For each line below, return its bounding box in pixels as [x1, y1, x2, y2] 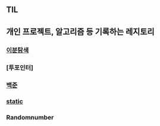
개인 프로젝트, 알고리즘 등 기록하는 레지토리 [6, 26, 155, 36]
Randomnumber [6, 113, 54, 122]
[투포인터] [6, 63, 34, 72]
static [6, 97, 23, 106]
